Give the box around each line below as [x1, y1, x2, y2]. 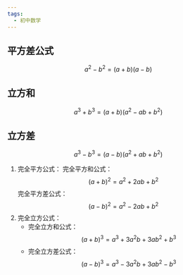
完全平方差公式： [17, 189, 68, 197]
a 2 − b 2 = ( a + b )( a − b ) [84, 64, 153, 73]
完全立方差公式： [27, 247, 78, 255]
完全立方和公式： [27, 223, 78, 231]
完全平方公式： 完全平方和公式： [17, 164, 113, 173]
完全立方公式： [17, 214, 61, 222]
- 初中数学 [13, 17, 42, 24]
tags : [7, 10, 23, 18]
